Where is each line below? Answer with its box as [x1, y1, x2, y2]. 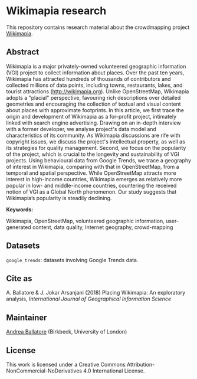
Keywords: [6, 205, 34, 213]
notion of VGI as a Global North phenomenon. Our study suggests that [6, 188, 177, 195]
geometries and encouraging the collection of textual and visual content [6, 100, 181, 107]
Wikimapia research [6, 4, 107, 18]
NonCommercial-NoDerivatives [6, 367, 83, 374]
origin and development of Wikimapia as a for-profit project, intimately [6, 113, 177, 120]
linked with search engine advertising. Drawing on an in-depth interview [6, 119, 181, 126]
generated [6, 223, 31, 231]
